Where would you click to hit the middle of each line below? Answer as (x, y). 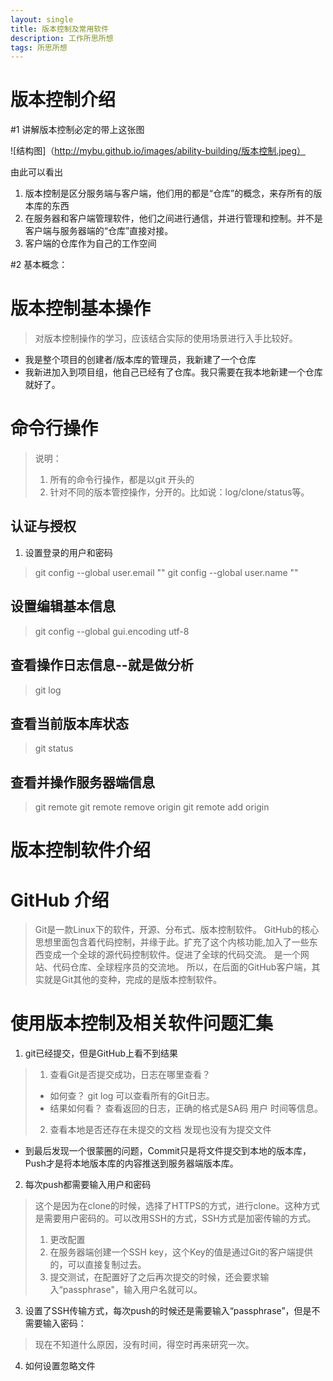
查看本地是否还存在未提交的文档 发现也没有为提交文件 (160, 1130)
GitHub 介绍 (60, 900)
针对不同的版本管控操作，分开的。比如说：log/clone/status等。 (179, 492)
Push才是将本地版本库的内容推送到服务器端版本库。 (131, 1163)
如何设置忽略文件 (60, 1366)
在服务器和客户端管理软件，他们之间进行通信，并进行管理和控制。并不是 (173, 218)
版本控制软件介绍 (81, 850)
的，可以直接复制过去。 (98, 1265)
